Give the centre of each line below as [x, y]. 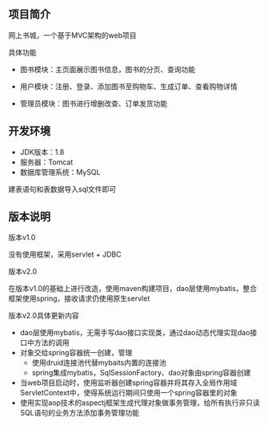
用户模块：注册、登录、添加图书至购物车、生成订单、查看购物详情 [128, 86]
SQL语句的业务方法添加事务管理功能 [80, 413]
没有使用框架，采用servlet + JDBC [65, 254]
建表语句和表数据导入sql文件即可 [62, 189]
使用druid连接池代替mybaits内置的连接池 [99, 362]
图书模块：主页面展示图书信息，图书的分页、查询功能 [108, 69]
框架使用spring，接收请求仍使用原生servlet [79, 298]
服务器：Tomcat [46, 162]
